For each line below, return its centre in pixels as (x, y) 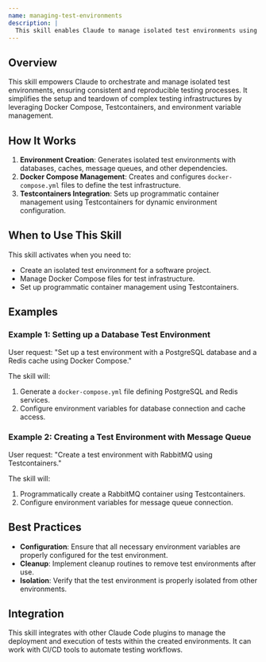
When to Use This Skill (65, 236)
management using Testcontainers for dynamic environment (118, 202)
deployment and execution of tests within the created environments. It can (130, 641)
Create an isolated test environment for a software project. (116, 270)
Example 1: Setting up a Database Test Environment (109, 335)
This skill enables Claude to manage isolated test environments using (137, 30)
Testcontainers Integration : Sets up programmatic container (120, 193)
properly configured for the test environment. (94, 555)
